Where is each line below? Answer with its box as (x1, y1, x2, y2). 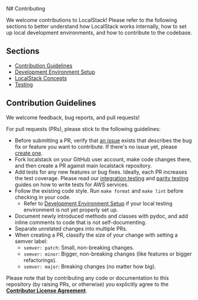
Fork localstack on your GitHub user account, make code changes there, (14, 155, 192, 162)
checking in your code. (14, 193, 71, 200)
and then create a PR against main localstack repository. (14, 162, 152, 169)
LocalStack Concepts (14, 74, 67, 82)
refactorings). (23, 256, 57, 263)
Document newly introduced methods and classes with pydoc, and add (14, 212, 188, 219)
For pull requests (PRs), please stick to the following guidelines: (6, 125, 161, 132)
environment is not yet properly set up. (23, 206, 118, 213)
